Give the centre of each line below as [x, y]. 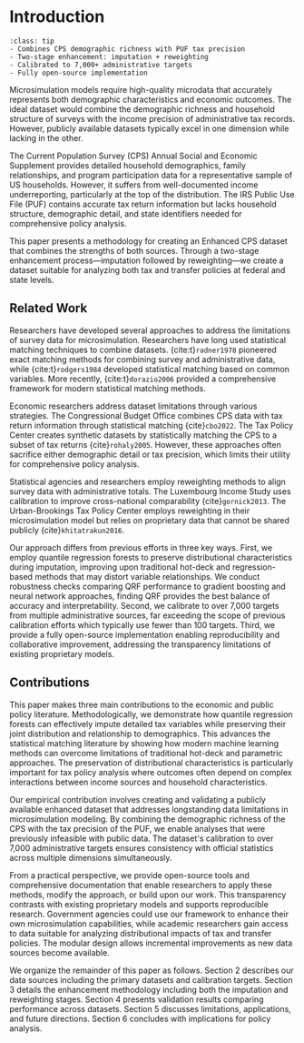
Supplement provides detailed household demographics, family [128, 165]
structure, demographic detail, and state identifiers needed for [126, 213]
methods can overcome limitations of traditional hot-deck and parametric [146, 753]
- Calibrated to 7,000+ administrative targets [101, 65]
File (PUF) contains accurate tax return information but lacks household [143, 204]
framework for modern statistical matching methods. [108, 388]
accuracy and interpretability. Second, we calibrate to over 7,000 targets [144, 605]
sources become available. [60, 952]
